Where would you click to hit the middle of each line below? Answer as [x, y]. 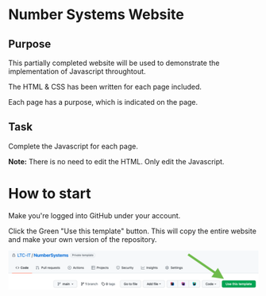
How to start [50, 194]
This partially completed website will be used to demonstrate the [114, 63]
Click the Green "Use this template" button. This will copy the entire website [132, 231]
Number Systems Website [96, 15]
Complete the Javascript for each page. [73, 146]
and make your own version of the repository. [83, 239]
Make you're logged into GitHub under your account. [94, 215]
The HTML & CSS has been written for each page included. [105, 86]
